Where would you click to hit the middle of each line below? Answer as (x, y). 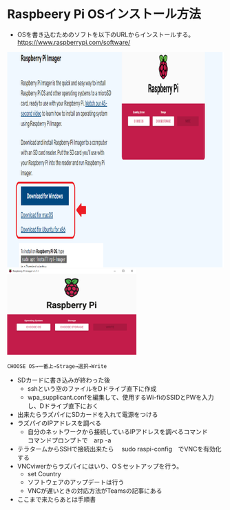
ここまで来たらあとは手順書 (56, 499)
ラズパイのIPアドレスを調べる (59, 423)
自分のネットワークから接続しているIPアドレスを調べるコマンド (117, 431)
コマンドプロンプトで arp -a (69, 440)
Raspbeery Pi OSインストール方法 (104, 14)
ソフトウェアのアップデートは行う (76, 482)
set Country (44, 473)
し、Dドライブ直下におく (63, 406)
